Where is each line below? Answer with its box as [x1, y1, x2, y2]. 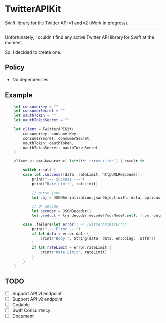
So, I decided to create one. [5, 49, 62, 55]
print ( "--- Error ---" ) [31, 226, 81, 231]
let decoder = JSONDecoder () [31, 209, 92, 214]
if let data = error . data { [31, 231, 90, 236]
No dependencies [12, 76, 49, 82]
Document [12, 313, 34, 319]
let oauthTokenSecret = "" [14, 118, 70, 123]
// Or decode [31, 204, 58, 209]
